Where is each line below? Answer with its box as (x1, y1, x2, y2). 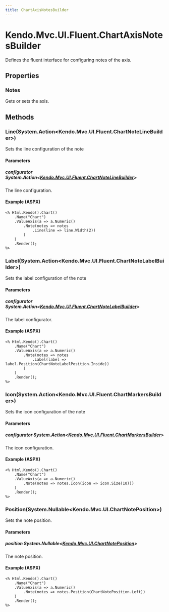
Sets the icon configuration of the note (5, 409, 86, 415)
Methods (5, 112, 34, 122)
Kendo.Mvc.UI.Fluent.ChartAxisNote (5, 29, 163, 41)
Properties (5, 71, 39, 80)
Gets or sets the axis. (5, 98, 49, 104)
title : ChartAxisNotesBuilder (5, 7, 69, 13)
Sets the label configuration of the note (5, 275, 87, 281)
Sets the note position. (5, 517, 52, 523)
